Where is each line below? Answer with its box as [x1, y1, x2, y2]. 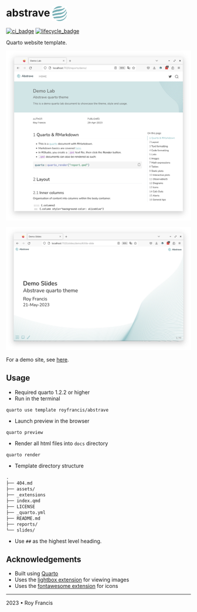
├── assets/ [6, 486, 35, 492]
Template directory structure [14, 462, 84, 469]
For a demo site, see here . [6, 356, 69, 363]
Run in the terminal [14, 394, 60, 402]
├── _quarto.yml [6, 509, 46, 516]
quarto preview [6, 429, 43, 435]
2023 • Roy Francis [6, 600, 53, 607]
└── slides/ [6, 527, 35, 533]
